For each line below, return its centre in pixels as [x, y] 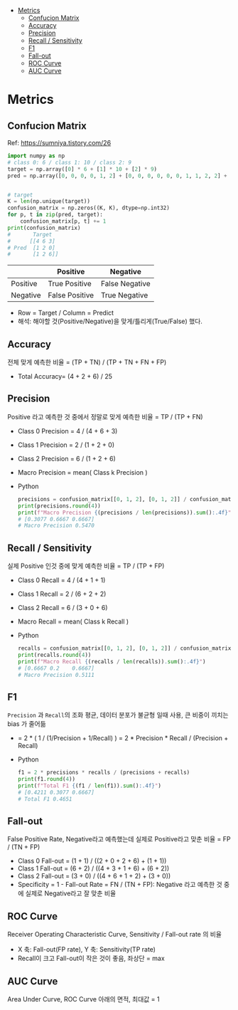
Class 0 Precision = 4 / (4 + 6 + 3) [67, 431]
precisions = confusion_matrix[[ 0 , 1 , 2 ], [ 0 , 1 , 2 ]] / [102, 499]
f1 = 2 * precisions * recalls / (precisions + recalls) [104, 773]
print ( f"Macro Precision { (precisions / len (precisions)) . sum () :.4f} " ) [126, 512]
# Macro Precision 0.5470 [56, 526]
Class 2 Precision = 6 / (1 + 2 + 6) [66, 458]
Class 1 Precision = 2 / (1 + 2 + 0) [66, 445]
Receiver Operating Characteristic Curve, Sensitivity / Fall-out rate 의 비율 [115, 935]
